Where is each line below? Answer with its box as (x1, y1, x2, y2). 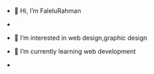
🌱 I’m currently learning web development (13, 47, 136, 55)
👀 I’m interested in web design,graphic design (13, 34, 148, 42)
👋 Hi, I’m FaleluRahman (13, 7, 81, 15)
